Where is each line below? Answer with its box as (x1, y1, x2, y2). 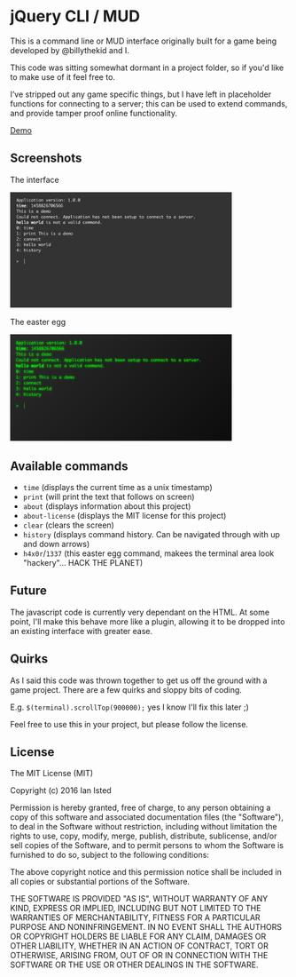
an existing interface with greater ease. (10, 625, 153, 636)
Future (10, 584, 48, 599)
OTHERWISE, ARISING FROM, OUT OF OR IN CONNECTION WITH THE (10, 950, 269, 961)
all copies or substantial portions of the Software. (10, 877, 190, 887)
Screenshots (10, 151, 82, 166)
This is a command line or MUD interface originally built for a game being (10, 36, 277, 46)
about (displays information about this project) (22, 500, 191, 512)
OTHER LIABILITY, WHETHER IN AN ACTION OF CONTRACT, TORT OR (10, 941, 269, 951)
